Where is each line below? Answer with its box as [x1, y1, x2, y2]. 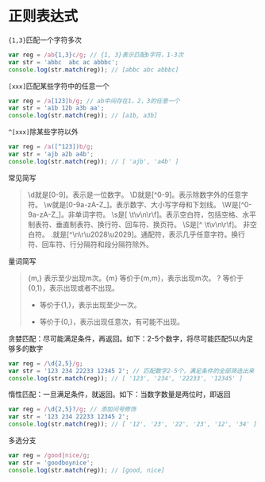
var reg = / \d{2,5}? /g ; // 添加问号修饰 [8, 406, 136, 414]
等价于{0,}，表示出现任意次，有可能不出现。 [39, 317, 185, 326]
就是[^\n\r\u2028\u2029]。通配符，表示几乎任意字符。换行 [52, 229, 246, 239]
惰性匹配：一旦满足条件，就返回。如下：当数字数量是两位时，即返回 [8, 390, 231, 399]
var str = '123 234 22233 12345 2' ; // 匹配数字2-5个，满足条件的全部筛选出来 [8, 367, 255, 375]
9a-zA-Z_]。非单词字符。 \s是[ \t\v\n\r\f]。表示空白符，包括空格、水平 [27, 210, 256, 219]
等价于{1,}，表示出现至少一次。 [39, 299, 141, 310]
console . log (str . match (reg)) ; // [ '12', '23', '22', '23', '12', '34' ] [8, 420, 258, 429]
